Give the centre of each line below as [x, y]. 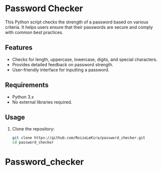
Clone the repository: [33, 129]
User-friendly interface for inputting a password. [61, 70]
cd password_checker [33, 142]
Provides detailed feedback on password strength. [63, 64]
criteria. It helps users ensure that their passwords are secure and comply [79, 27]
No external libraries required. [42, 102]
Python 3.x [23, 97]
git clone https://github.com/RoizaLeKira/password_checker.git [79, 138]
